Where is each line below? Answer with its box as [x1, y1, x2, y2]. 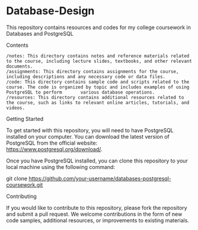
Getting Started [6, 115, 44, 122]
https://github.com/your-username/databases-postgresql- [28, 175, 172, 182]
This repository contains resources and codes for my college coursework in [6, 24, 191, 31]
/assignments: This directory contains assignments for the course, [6, 68, 179, 75]
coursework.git [6, 181, 43, 188]
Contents [6, 41, 28, 49]
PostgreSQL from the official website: [6, 139, 98, 146]
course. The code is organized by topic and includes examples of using [6, 84, 190, 90]
